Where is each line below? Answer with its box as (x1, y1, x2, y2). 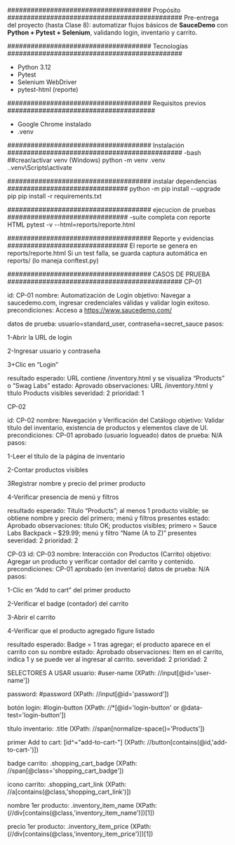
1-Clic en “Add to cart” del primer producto (7, 586, 131, 594)
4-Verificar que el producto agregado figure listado (7, 627, 155, 634)
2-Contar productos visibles (7, 466, 89, 474)
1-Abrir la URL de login (7, 333, 72, 341)
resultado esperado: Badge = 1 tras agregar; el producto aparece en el (7, 640, 210, 648)
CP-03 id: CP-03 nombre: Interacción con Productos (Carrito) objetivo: (7, 550, 212, 558)
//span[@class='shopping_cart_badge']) (7, 766, 124, 775)
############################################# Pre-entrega (7, 13, 220, 22)
